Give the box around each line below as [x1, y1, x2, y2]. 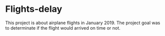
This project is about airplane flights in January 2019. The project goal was [5, 20, 160, 26]
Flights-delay [5, 3, 63, 15]
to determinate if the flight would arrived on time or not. [5, 25, 121, 31]
